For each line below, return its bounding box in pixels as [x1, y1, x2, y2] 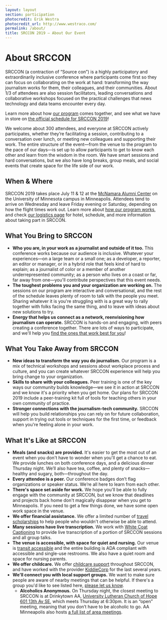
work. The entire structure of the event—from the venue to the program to [5, 141, 157, 147]
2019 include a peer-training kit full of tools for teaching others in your [12, 395, 157, 401]
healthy [12, 471, 28, 477]
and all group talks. [12, 534, 52, 541]
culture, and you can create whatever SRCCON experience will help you [12, 369, 161, 375]
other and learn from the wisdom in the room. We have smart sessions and [5, 152, 159, 158]
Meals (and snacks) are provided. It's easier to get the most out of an [12, 449, 157, 456]
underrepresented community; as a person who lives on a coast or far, [12, 271, 157, 277]
